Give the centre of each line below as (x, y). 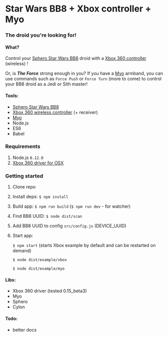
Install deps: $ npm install (40, 197)
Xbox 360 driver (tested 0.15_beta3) (50, 291)
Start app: (23, 236)
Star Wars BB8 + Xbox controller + (78, 9)
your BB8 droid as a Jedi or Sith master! (47, 84)
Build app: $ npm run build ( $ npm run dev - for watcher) (71, 206)
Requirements (23, 146)
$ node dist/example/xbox (39, 260)
